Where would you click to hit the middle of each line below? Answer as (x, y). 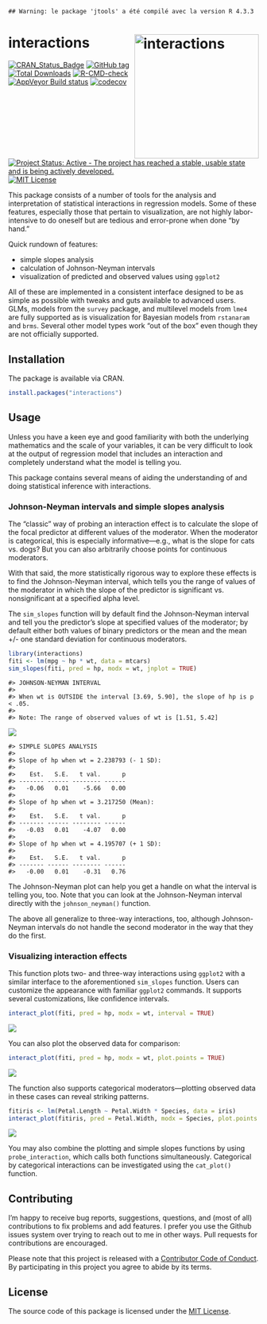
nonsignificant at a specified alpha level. (74, 598)
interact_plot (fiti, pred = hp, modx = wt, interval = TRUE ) (112, 1013)
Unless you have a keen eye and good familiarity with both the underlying (128, 436)
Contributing (41, 1199)
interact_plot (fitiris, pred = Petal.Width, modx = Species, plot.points (133, 1118)
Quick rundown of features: (53, 244)
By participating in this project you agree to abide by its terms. (110, 1267)
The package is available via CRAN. (66, 378)
